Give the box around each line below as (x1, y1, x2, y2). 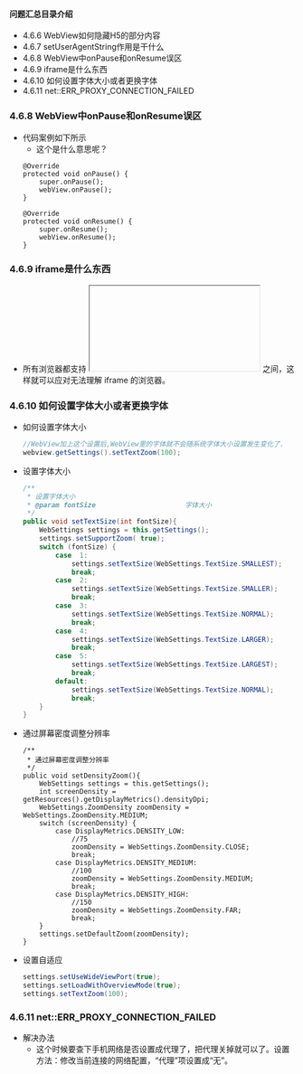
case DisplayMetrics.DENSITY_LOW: (55, 827, 185, 836)
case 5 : (55, 652, 89, 661)
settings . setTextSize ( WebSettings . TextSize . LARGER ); (71, 635, 274, 644)
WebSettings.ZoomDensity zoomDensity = (39, 803, 190, 813)
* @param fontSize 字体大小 (26, 500, 213, 510)
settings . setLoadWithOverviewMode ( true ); (22, 981, 182, 990)
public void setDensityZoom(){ (22, 771, 141, 781)
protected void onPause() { (22, 169, 128, 178)
